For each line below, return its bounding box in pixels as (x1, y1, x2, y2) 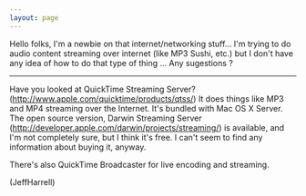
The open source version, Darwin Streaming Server (9, 113, 202, 123)
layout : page (9, 13, 59, 23)
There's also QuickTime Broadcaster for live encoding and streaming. (9, 159, 270, 170)
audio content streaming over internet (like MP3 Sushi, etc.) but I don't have (9, 47, 294, 59)
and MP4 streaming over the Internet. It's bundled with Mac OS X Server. (9, 103, 283, 113)
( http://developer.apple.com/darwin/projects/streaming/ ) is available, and (9, 122, 285, 132)
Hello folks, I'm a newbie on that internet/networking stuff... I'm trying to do (9, 38, 291, 49)
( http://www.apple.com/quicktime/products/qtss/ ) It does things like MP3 (9, 93, 284, 104)
